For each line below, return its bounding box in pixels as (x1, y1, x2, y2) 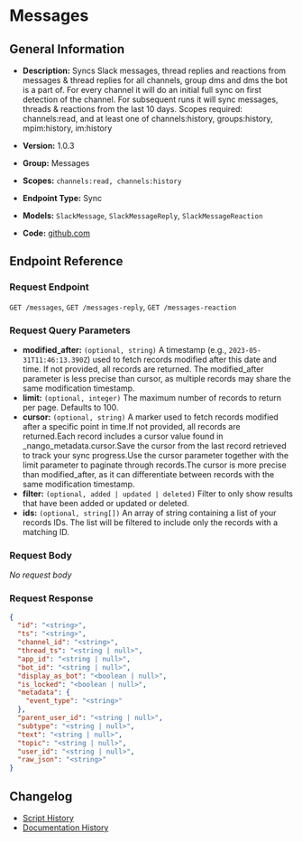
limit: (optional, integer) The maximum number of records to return (22, 392, 282, 402)
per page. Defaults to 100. (22, 402, 119, 412)
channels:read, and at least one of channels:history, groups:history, (22, 114, 273, 124)
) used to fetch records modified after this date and (87, 354, 278, 365)
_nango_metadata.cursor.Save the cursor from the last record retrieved (22, 440, 287, 451)
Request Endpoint (9, 281, 89, 293)
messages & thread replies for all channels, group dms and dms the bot (22, 75, 288, 86)
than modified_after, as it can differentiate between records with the (22, 468, 275, 479)
